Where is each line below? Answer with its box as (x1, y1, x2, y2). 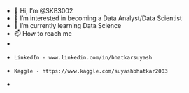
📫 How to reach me (13, 29, 72, 38)
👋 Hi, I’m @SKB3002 (13, 7, 73, 15)
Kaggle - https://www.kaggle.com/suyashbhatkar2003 (13, 68, 168, 75)
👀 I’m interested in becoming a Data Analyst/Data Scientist (13, 14, 182, 22)
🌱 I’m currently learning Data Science (13, 22, 122, 29)
